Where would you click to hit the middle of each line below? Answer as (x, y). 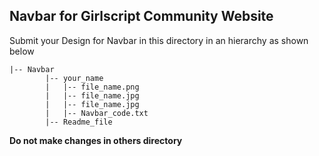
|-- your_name (74, 78)
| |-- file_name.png (92, 87)
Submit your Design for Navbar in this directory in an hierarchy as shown (159, 40)
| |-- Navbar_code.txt (97, 113)
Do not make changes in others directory (96, 140)
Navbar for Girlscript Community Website (141, 16)
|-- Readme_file (79, 122)
